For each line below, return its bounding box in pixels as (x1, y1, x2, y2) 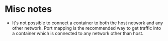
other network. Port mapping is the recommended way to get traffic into (12, 25, 161, 31)
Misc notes (5, 3, 52, 15)
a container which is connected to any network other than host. (12, 30, 144, 36)
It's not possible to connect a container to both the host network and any (12, 20, 163, 26)
